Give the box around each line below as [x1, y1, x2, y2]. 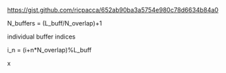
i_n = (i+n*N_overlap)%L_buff [7, 46, 92, 54]
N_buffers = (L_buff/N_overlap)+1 [7, 19, 102, 27]
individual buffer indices [7, 32, 76, 41]
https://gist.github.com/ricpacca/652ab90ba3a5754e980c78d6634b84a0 [7, 6, 219, 14]
